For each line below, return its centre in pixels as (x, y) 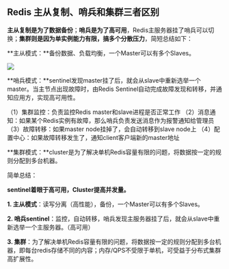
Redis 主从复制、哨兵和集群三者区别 (83, 12)
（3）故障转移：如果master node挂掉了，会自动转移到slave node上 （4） (110, 129)
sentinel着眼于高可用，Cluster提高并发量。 (68, 189)
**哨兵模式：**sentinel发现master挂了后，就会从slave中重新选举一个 (104, 80)
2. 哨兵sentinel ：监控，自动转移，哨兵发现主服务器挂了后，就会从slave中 (110, 218)
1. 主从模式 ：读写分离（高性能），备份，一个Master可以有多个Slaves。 (105, 204)
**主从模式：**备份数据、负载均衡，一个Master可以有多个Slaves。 (101, 53)
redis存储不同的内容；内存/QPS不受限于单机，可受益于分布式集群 (129, 250)
